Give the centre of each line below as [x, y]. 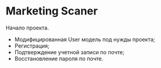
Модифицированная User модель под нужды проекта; [85, 39]
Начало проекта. [27, 28]
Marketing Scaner [52, 11]
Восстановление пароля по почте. [59, 58]
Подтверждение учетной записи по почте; [69, 52]
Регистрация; [32, 46]
